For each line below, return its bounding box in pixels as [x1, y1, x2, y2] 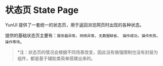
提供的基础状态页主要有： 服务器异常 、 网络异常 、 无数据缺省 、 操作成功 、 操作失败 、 [5, 32, 161, 38]
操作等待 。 [5, 38, 25, 45]
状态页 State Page [5, 4, 79, 16]
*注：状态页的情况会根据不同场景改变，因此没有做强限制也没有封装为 [17, 49, 158, 55]
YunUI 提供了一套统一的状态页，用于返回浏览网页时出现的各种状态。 [5, 22, 144, 28]
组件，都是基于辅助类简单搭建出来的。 [17, 55, 95, 61]
